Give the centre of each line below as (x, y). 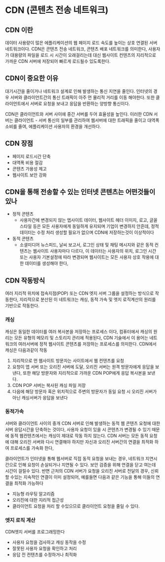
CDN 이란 (19, 30)
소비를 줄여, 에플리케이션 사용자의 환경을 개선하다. (53, 126)
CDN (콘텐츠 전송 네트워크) (57, 10)
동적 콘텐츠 (23, 239)
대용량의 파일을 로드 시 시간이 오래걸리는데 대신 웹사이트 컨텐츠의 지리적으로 (83, 55)
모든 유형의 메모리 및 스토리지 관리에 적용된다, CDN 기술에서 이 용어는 (81, 338)
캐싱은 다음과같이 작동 (26, 350)
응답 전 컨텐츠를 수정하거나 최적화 (45, 555)
